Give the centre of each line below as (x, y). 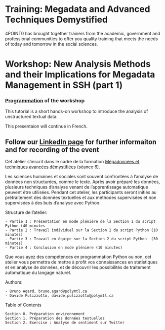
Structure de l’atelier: (26, 212)
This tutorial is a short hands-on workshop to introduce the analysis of (77, 111)
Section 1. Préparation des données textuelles (55, 319)
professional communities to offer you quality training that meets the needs (82, 39)
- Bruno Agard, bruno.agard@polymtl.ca (46, 291)
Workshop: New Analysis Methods (78, 64)
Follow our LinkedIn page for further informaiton (81, 142)
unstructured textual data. (31, 117)
